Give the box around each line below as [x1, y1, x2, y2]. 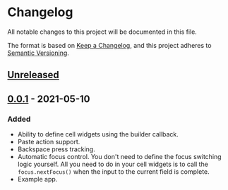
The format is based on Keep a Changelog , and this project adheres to [7, 41, 212, 49]
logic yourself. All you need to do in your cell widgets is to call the [17, 160, 208, 169]
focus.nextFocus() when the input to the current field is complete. [17, 167, 210, 176]
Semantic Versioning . [7, 49, 69, 57]
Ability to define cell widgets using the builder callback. [17, 130, 179, 139]
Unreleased [7, 69, 60, 81]
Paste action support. [17, 138, 80, 146]
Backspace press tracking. [17, 145, 95, 153]
